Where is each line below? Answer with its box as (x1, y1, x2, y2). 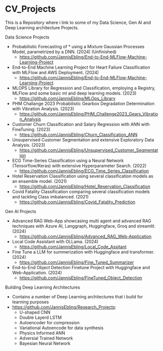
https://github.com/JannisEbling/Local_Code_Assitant (19, 244, 127, 250)
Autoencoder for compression (19, 319, 80, 325)
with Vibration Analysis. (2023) (12, 106, 74, 112)
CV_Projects (5, 3, 56, 15)
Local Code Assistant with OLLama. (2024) (12, 238, 99, 244)
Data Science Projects (5, 34, 50, 40)
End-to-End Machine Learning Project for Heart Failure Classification (12, 64, 150, 70)
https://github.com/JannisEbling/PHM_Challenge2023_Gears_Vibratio (19, 111, 158, 117)
